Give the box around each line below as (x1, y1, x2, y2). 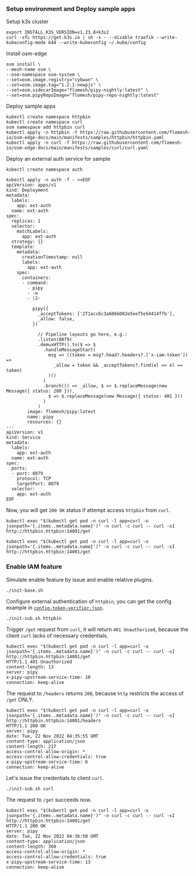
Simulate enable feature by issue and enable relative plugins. (6, 576, 154, 583)
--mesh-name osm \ (6, 67, 51, 72)
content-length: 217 (6, 744, 57, 749)
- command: (21, 280, 49, 286)
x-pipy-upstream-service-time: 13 (6, 859, 91, 865)
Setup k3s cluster (6, 18, 49, 25)
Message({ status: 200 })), (6, 388, 75, 394)
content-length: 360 (6, 844, 57, 850)
